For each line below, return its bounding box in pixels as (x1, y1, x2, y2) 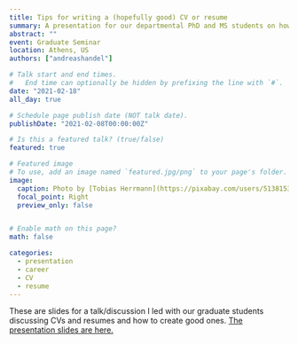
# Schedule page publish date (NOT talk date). (9, 111, 189, 120)
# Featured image (9, 160, 74, 168)
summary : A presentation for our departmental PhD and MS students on (9, 21, 276, 30)
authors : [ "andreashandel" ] (9, 54, 114, 63)
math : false (9, 232, 53, 242)
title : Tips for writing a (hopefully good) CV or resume (9, 12, 228, 22)
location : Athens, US (9, 46, 90, 55)
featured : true (9, 144, 66, 152)
